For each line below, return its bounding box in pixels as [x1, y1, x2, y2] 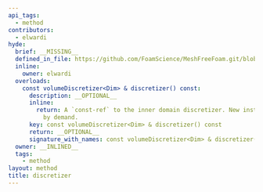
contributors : [8, 26, 55, 34]
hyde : [8, 41, 26, 49]
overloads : [15, 77, 51, 85]
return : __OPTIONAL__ [28, 128, 100, 136]
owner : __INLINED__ [15, 143, 79, 150]
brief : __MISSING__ [15, 48, 79, 56]
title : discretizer [8, 172, 72, 180]
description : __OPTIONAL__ [28, 92, 117, 100]
